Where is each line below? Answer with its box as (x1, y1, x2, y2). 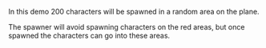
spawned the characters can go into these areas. (8, 31, 171, 40)
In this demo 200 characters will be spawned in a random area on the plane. (8, 7, 260, 16)
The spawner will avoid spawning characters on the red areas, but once (8, 22, 245, 31)
